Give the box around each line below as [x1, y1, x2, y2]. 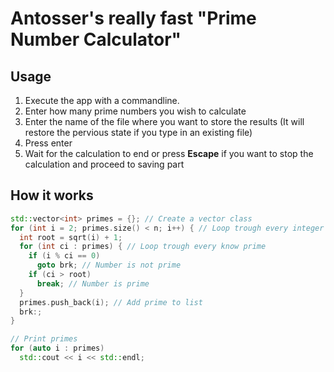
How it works [10, 187, 94, 204]
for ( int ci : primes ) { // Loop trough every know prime [19, 242, 267, 252]
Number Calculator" [10, 28, 182, 51]
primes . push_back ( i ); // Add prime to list [19, 297, 203, 307]
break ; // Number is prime [36, 278, 150, 289]
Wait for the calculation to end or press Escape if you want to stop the [24, 148, 314, 159]
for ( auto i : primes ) [10, 343, 105, 354]
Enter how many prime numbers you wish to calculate [24, 105, 247, 117]
